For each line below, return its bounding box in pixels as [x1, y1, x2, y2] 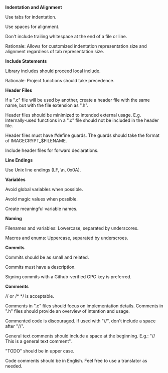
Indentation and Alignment [5, 5, 62, 10]
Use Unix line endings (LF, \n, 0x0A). [5, 167, 81, 172]
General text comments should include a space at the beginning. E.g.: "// [5, 333, 155, 339]
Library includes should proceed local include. [5, 68, 101, 74]
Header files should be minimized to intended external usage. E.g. [5, 112, 141, 118]
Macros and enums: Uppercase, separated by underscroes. [5, 235, 128, 241]
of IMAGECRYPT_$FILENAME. [5, 138, 67, 143]
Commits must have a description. [5, 264, 76, 270]
